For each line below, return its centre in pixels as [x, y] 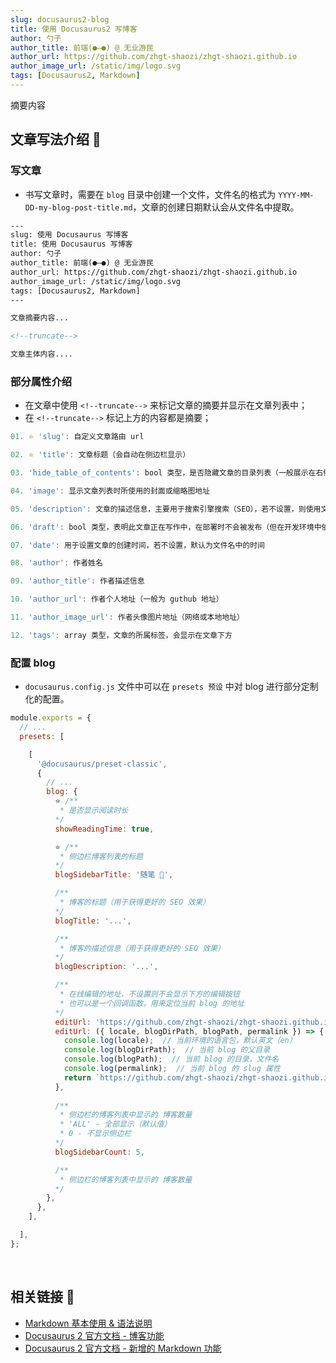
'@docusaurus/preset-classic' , [102, 764]
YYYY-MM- [296, 195]
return [77, 1077]
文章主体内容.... [41, 354]
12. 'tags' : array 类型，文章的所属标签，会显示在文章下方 [121, 635]
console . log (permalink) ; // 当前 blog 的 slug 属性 [172, 1069]
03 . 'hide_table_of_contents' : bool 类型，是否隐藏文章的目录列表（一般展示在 [163, 473]
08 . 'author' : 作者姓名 [56, 563]
